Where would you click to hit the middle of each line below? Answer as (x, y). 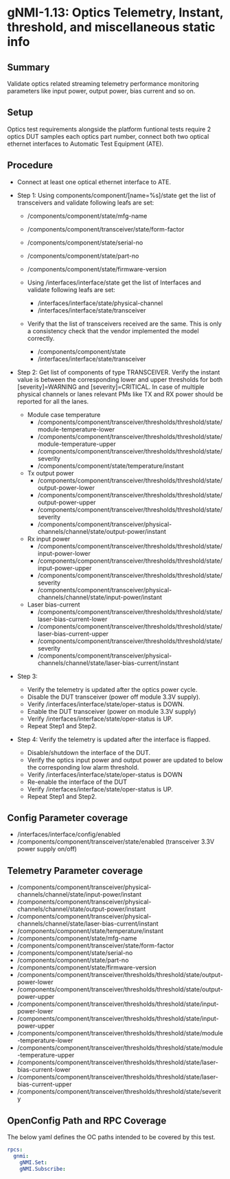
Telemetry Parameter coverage (75, 871)
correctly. (41, 338)
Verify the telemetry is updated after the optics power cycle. (112, 689)
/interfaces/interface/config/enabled (69, 834)
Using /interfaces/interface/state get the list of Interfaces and (114, 282)
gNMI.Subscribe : (43, 1169)
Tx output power (50, 473)
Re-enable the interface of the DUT (77, 782)
